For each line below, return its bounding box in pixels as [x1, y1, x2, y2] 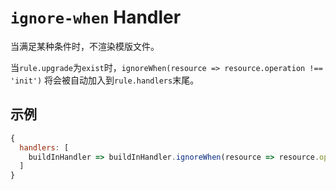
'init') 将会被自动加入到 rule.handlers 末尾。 [10, 74, 200, 86]
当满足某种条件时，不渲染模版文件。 [10, 40, 160, 52]
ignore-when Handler [10, 6, 182, 29]
